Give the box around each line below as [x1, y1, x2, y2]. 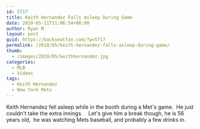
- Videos [11, 70, 34, 76]
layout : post [6, 31, 39, 37]
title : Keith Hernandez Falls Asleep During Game [6, 14, 133, 20]
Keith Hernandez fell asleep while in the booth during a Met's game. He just [6, 103, 194, 110]
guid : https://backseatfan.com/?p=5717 [6, 37, 106, 43]
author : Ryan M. [6, 25, 47, 32]
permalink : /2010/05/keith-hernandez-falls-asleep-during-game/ [6, 43, 170, 49]
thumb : [6, 48, 23, 54]
